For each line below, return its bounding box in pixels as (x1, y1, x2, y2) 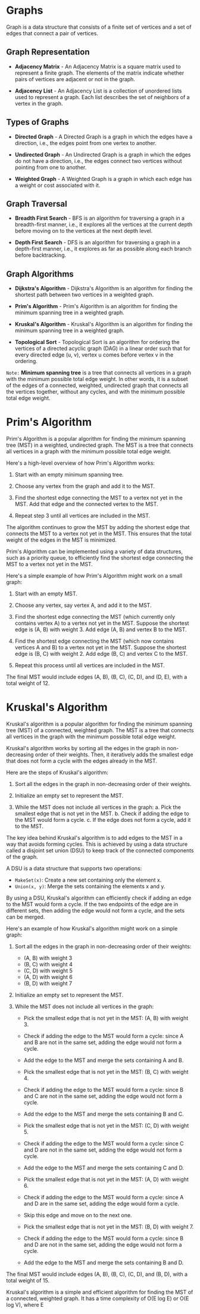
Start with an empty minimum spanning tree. (14, 471, 124, 478)
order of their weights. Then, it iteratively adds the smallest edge (35, 751, 193, 759)
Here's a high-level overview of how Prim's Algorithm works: (6, 459, 155, 466)
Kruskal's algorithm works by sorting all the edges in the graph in (6, 745, 166, 752)
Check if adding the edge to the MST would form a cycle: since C (23, 1140, 184, 1147)
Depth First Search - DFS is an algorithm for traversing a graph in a (14, 239, 180, 246)
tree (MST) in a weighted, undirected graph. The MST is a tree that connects (6, 441, 193, 449)
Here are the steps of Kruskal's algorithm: (6, 769, 109, 776)
